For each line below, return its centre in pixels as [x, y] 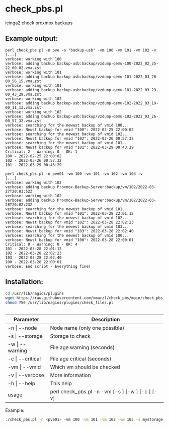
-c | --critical [24, 358]
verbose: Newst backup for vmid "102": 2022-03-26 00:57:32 [70, 138]
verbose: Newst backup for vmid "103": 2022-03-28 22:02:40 [70, 231]
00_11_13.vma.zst [23, 107]
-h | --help [21, 383]
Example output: [32, 39]
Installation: [24, 282]
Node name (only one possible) [87, 328]
